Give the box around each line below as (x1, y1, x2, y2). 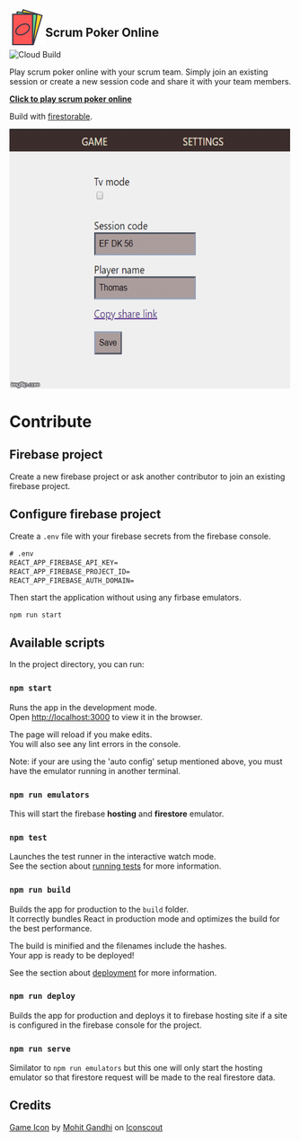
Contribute (9, 412, 93, 432)
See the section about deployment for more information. (9, 967, 217, 978)
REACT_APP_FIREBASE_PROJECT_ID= (9, 566, 130, 576)
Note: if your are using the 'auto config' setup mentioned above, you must (9, 755, 283, 767)
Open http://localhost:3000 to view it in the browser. (9, 711, 203, 722)
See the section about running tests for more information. (9, 860, 222, 871)
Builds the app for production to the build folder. (9, 904, 190, 914)
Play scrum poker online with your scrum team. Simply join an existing (9, 67, 269, 77)
